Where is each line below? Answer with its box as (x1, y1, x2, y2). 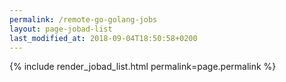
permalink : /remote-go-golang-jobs (9, 14, 158, 25)
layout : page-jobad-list (9, 24, 113, 34)
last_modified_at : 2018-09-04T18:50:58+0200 (9, 33, 198, 43)
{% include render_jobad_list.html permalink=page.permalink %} (9, 61, 277, 73)
